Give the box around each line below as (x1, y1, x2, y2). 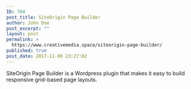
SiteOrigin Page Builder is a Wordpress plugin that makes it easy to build (6, 69, 185, 76)
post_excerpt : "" (6, 25, 50, 32)
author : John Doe (6, 20, 50, 26)
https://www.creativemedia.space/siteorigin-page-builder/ (11, 42, 163, 48)
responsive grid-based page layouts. (6, 76, 97, 83)
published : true (6, 48, 47, 54)
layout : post (6, 31, 39, 37)
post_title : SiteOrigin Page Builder (6, 14, 101, 20)
